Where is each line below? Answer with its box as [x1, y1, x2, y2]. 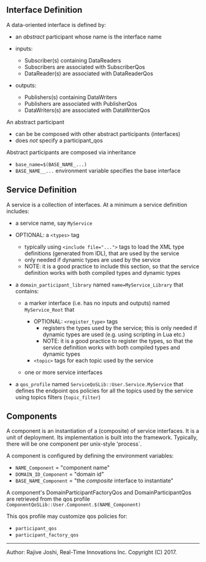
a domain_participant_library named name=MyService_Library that [15, 281, 184, 288]
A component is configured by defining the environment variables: [6, 452, 174, 460]
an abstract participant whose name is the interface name [15, 33, 162, 40]
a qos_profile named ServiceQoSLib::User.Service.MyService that [15, 380, 184, 388]
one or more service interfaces [24, 369, 103, 376]
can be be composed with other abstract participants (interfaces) [15, 130, 181, 137]
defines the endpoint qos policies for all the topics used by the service [15, 387, 193, 394]
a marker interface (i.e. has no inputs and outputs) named [24, 299, 170, 307]
